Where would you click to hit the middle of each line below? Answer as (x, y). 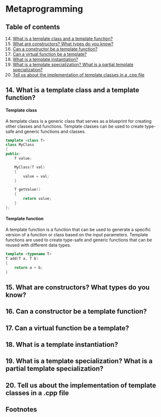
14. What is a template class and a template (72, 90)
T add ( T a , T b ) (22, 258)
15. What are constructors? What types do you (78, 287)
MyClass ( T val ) (30, 167)
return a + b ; (29, 267)
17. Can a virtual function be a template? (67, 328)
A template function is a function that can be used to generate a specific (78, 229)
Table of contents (33, 27)
